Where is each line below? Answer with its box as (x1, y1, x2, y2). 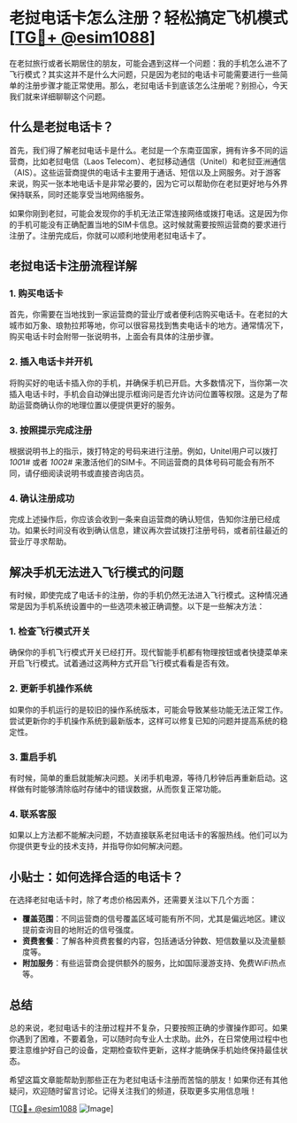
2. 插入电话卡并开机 (9, 355, 93, 368)
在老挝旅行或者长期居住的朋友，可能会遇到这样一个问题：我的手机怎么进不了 (9, 58, 288, 68)
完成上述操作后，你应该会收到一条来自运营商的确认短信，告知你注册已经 (9, 514, 272, 525)
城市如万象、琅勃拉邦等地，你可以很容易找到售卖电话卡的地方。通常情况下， (9, 320, 288, 331)
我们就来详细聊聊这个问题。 (9, 90, 110, 102)
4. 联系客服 (9, 807, 57, 820)
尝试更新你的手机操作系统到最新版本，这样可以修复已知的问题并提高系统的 (9, 715, 280, 726)
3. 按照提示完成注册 (9, 424, 93, 436)
